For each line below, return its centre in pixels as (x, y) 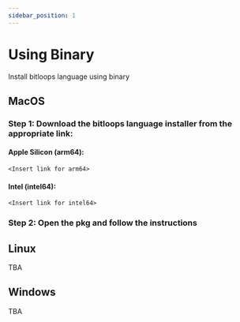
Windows (32, 292)
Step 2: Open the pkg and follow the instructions (103, 223)
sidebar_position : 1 (42, 15)
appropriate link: (41, 133)
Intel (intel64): (32, 186)
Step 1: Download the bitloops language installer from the (120, 123)
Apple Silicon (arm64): (46, 152)
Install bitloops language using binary (69, 77)
